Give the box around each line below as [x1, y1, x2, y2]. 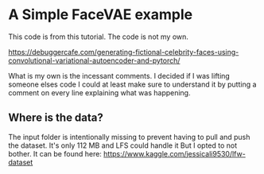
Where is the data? [8, 111, 103, 125]
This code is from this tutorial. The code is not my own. [8, 32, 189, 41]
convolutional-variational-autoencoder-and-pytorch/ [8, 56, 181, 65]
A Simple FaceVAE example [8, 6, 193, 24]
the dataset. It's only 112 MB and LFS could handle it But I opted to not [8, 141, 238, 150]
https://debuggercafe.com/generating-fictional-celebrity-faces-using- [8, 47, 239, 56]
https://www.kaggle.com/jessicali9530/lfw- [103, 149, 247, 158]
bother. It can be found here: [8, 149, 102, 158]
